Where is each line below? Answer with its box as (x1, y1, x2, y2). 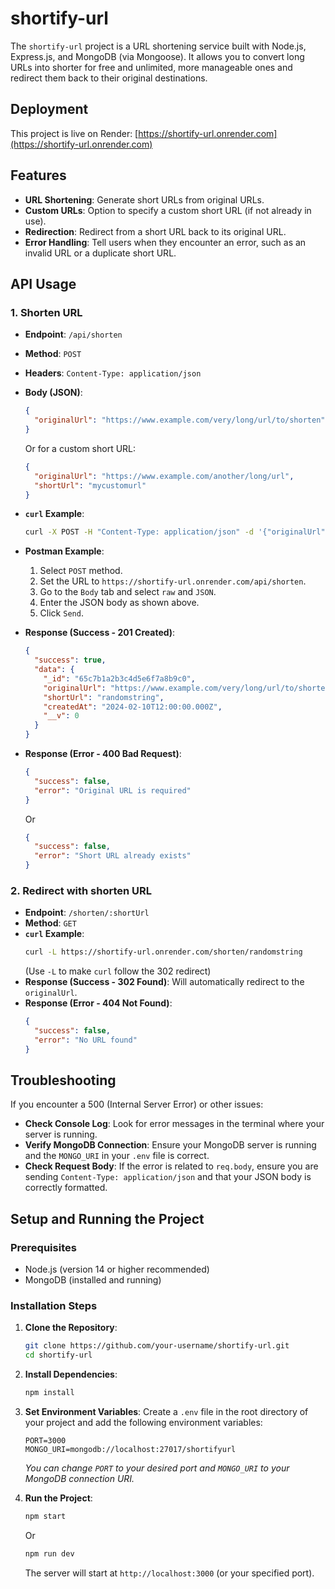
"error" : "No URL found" (34, 1035, 138, 1045)
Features (10, 167, 67, 184)
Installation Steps (10, 1299, 98, 1313)
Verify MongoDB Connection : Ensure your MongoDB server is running (24, 1139, 317, 1151)
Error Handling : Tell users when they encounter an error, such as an (24, 236, 307, 248)
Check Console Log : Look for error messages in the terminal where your (24, 1118, 325, 1130)
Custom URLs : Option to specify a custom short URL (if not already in (24, 204, 312, 216)
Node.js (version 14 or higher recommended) (24, 1263, 210, 1276)
